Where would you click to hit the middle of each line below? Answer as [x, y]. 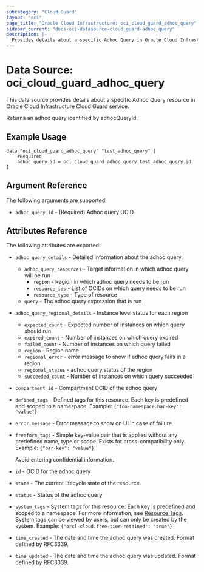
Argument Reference [47, 186]
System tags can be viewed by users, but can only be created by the [101, 520]
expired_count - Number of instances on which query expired [101, 338]
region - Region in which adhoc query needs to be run [101, 282]
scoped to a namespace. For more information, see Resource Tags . [99, 513]
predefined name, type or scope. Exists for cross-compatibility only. [100, 442]
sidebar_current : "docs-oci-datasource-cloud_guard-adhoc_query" [90, 29]
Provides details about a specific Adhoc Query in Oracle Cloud [95, 40]
